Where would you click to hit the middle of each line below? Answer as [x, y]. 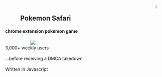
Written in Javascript [27, 69]
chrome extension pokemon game [42, 31]
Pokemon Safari [46, 18]
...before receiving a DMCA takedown [44, 58]
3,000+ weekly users [27, 48]
